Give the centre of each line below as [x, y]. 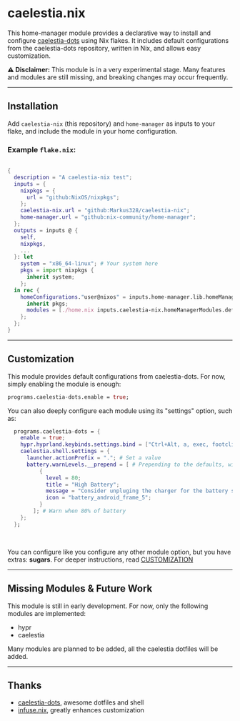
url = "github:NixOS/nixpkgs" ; [73, 197]
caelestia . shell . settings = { [65, 452]
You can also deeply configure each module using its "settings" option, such [120, 411]
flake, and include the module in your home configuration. [92, 131]
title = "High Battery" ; [82, 484]
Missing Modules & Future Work [80, 588]
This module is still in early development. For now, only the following [108, 606]
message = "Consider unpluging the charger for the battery [137, 491]
